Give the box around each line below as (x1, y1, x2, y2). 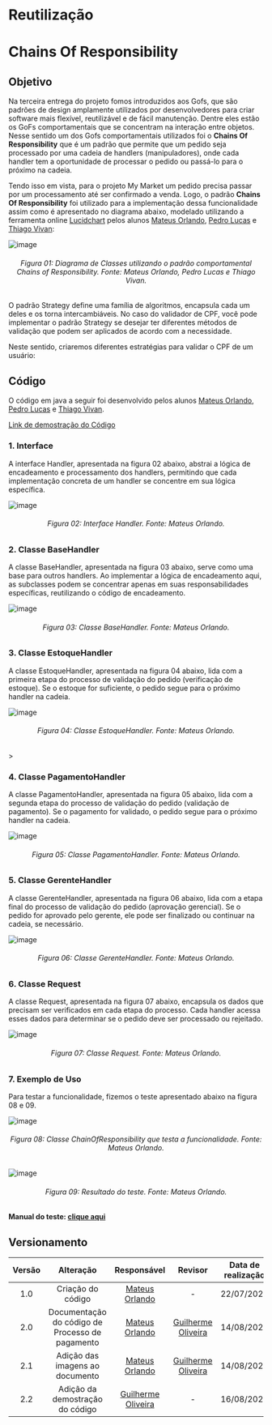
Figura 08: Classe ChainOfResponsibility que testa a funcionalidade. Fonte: (10, 1134, 262, 1144)
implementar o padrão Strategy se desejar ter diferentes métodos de (8, 318, 237, 327)
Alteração (57, 1265, 97, 1276)
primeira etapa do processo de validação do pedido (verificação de (8, 674, 233, 684)
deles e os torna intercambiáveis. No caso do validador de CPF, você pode (8, 309, 257, 319)
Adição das (56, 1350, 100, 1362)
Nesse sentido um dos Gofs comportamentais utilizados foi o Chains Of (8, 131, 249, 141)
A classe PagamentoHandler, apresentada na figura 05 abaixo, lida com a (8, 790, 253, 800)
